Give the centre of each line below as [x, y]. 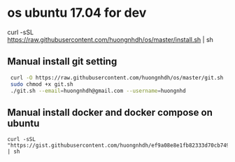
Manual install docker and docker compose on [110, 112]
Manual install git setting [62, 62]
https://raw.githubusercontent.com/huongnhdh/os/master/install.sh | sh [110, 39]
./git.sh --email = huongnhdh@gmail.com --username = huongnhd [98, 91]
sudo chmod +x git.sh [42, 84]
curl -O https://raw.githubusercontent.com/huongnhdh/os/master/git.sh [117, 78]
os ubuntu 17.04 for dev [77, 13]
